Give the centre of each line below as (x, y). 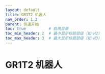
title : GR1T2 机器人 (26, 15)
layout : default (22, 10)
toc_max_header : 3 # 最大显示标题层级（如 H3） (54, 39)
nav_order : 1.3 (21, 19)
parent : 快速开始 (22, 24)
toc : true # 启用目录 (37, 29)
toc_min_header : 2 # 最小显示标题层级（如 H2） (54, 33)
